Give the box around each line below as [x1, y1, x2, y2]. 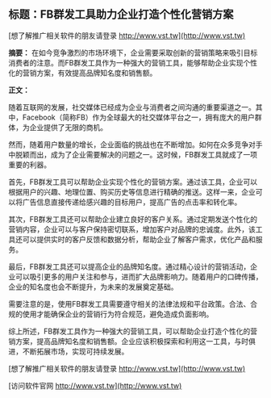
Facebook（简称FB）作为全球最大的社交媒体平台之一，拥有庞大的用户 [22, 112, 256, 122]
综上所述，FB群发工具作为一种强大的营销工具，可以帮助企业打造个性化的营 [8, 326, 258, 336]
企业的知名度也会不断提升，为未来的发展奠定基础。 [8, 282, 178, 291]
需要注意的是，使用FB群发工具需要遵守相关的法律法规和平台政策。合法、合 [8, 299, 258, 308]
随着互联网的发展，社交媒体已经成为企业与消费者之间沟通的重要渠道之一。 [8, 102, 256, 111]
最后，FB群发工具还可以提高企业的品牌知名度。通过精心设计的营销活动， [8, 262, 251, 271]
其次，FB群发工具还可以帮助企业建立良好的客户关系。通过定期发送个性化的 [8, 214, 258, 224]
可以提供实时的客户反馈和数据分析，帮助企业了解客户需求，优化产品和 [22, 234, 256, 244]
